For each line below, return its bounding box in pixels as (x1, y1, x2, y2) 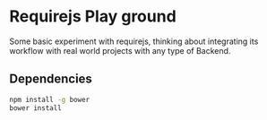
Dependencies (9, 72, 92, 87)
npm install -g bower (9, 95, 90, 104)
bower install (9, 103, 63, 113)
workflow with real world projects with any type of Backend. (9, 45, 231, 56)
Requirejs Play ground (9, 6, 177, 27)
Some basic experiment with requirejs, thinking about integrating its (9, 36, 259, 47)
